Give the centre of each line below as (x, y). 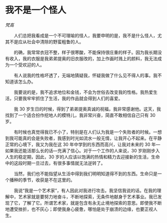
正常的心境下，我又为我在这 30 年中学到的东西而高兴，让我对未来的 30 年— (83, 144)
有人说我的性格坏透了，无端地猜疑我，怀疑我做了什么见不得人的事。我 (85, 75)
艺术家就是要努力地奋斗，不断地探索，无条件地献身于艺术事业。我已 (88, 197)
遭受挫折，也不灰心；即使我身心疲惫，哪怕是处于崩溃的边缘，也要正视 (81, 209)
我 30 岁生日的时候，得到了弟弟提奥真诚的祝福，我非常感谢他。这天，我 (87, 109)
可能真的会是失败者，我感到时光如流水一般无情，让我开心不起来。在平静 (88, 138)
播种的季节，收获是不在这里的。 (42, 180)
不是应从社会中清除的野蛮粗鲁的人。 (46, 42)
